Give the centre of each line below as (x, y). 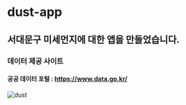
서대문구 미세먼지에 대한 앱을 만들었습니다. (93, 39)
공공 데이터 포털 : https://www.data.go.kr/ (67, 79)
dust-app (35, 12)
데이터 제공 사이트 (36, 61)
